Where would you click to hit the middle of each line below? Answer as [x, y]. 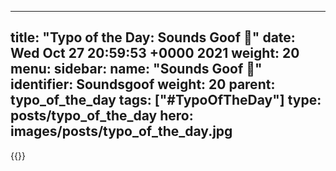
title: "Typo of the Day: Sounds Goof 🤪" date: [153, 37]
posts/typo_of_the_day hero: [102, 116]
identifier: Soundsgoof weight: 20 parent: [143, 84]
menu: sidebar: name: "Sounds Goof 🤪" [136, 69]
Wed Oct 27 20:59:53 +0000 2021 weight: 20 [155, 53]
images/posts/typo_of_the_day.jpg [121, 131]
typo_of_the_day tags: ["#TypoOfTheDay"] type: [166, 100]
